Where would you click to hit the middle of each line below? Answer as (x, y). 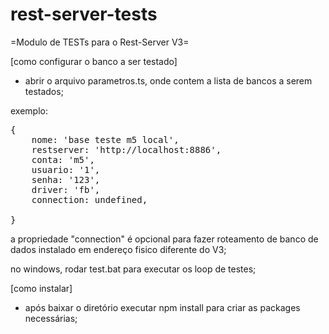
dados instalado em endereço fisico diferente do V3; (118, 249)
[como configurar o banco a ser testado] (94, 61)
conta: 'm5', (63, 159)
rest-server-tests (84, 14)
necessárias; (51, 318)
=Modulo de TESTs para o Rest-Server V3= (100, 42)
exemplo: (29, 110)
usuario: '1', (66, 169)
